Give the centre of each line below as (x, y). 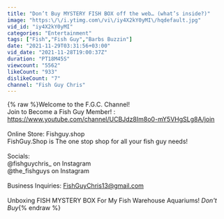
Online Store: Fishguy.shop (46, 134)
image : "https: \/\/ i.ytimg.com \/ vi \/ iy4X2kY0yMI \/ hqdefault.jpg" (104, 20)
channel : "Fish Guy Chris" (46, 85)
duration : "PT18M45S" (39, 59)
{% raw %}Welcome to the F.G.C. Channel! (69, 104)
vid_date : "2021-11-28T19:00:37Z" (58, 53)
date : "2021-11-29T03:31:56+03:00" (59, 46)
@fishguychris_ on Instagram (49, 163)
